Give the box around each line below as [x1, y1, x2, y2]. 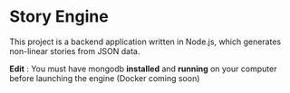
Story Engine [9, 6, 109, 27]
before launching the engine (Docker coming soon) [9, 72, 200, 83]
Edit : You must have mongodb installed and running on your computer [9, 63, 277, 74]
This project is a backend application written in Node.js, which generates [9, 36, 282, 47]
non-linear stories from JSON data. [9, 45, 140, 56]
